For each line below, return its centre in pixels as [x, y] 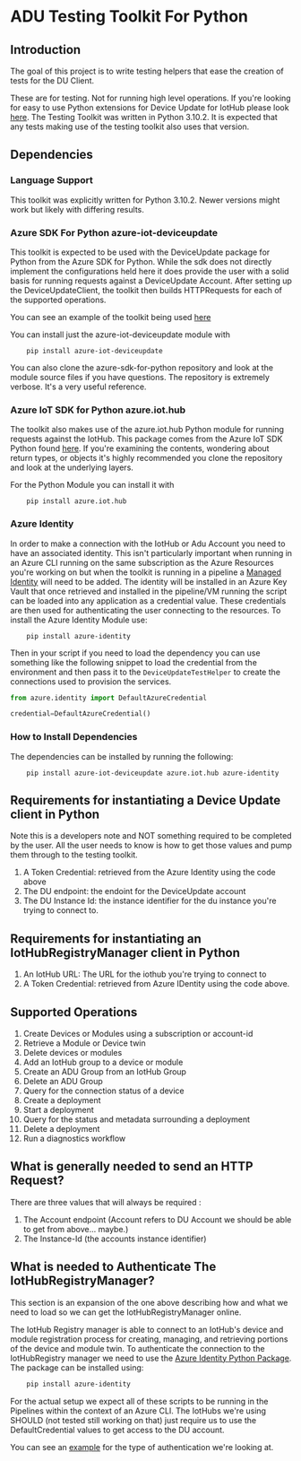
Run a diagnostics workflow [74, 1139]
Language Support [52, 180]
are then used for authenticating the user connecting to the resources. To [146, 610]
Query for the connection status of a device [103, 1091]
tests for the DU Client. [52, 81]
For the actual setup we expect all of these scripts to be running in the [139, 1401]
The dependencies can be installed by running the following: [122, 756]
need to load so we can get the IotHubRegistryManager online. [126, 1312]
